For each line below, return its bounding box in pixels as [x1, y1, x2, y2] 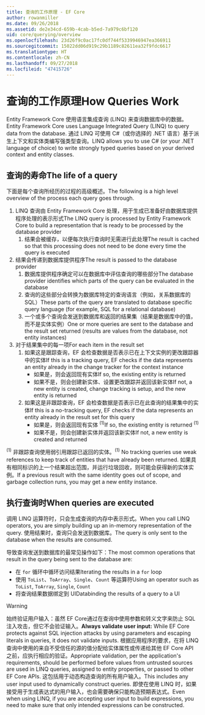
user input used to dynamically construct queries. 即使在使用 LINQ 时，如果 [6, 681, 197, 688]
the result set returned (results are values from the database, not [24, 327, 188, 335]
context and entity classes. [6, 151, 75, 158]
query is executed [24, 249, 70, 256]
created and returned [33, 436, 88, 443]
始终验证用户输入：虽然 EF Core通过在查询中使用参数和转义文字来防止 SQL [6, 615, 196, 622]
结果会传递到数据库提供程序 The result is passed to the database [15, 256, 177, 263]
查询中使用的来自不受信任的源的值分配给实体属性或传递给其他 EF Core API [6, 645, 194, 652]
